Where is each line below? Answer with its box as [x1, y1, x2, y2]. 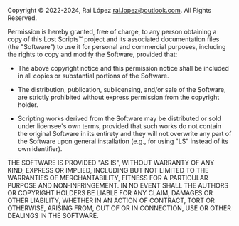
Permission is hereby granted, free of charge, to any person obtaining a [7, 28, 217, 36]
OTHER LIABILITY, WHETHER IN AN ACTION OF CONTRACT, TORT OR [7, 196, 215, 205]
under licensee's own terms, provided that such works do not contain [17, 122, 222, 130]
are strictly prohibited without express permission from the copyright [17, 93, 220, 101]
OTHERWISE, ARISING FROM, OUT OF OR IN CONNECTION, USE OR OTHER [7, 204, 231, 212]
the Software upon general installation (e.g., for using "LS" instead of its [17, 137, 229, 145]
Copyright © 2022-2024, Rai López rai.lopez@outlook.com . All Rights [7, 6, 212, 14]
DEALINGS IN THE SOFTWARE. [7, 212, 99, 220]
